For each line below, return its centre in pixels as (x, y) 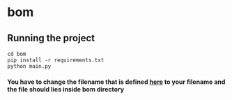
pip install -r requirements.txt (56, 60)
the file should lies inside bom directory (65, 89)
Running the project (51, 38)
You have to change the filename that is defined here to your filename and (116, 82)
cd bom (17, 54)
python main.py (29, 66)
